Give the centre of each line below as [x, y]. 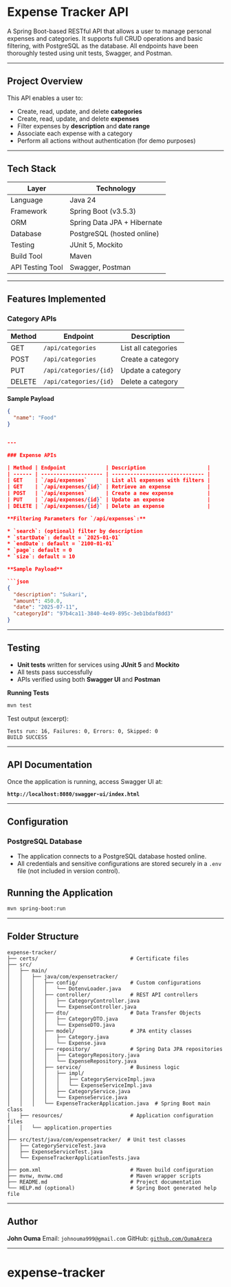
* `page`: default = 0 [40, 550]
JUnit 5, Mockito [96, 244]
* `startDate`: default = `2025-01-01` [64, 538]
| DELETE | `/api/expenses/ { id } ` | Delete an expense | [109, 506]
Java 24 [83, 199]
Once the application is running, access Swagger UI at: [85, 781]
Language [27, 199]
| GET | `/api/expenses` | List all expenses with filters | [109, 480]
